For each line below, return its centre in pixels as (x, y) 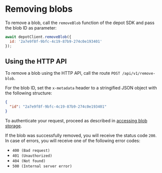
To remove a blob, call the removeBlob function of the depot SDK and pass (80, 23)
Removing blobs (39, 9)
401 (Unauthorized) (32, 156)
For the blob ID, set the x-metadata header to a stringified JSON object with (81, 88)
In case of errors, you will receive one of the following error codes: (73, 141)
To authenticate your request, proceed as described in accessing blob (76, 121)
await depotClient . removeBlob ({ (38, 37)
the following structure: (29, 93)
